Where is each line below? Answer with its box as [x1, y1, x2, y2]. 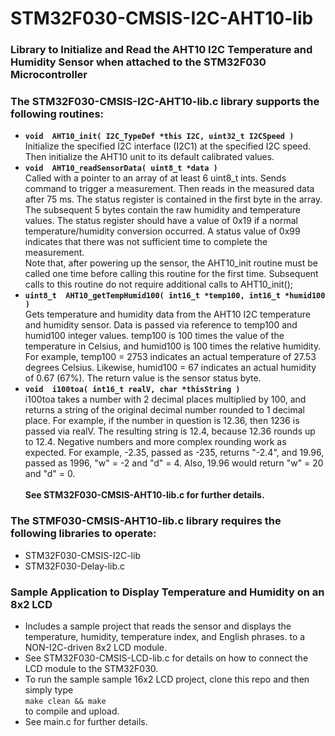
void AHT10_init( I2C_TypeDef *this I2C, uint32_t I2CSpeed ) [24, 132, 295, 142]
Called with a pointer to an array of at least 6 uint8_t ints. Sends [24, 172, 287, 184]
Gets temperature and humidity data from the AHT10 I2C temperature [24, 308, 311, 321]
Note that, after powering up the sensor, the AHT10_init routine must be [24, 257, 318, 269]
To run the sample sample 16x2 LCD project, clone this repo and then [24, 673, 310, 685]
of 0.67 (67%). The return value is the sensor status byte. [24, 372, 262, 384]
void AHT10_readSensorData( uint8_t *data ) [24, 163, 218, 174]
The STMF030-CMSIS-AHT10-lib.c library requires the [10, 514, 282, 528]
